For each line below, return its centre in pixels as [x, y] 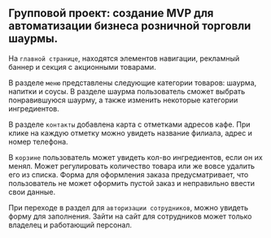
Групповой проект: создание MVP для [111, 13]
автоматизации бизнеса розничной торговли [130, 26]
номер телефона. [38, 141]
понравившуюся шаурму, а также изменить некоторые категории [123, 100]
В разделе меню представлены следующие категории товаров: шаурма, [133, 82]
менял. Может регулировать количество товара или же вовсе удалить [131, 166]
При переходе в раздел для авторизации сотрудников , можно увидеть [128, 207]
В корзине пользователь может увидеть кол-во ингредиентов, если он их [135, 157]
